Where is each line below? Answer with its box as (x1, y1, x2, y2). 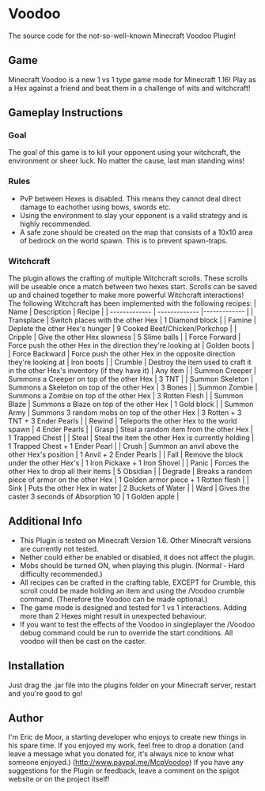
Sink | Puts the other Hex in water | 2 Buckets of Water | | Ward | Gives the (8, 484, 251, 493)
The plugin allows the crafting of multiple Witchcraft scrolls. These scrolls (8, 273, 248, 283)
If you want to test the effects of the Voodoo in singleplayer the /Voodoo (19, 620, 256, 629)
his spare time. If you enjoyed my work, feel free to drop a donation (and (8, 740, 244, 751)
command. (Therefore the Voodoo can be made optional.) (19, 594, 208, 604)
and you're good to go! (8, 688, 83, 698)
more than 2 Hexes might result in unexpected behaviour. (19, 611, 207, 620)
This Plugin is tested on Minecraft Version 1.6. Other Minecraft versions (19, 535, 252, 545)
